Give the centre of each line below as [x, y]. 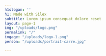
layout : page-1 [20, 23]
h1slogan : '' [18, 10]
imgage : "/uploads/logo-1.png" [37, 37]
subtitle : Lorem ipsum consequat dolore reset [53, 19]
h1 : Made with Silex [26, 14]
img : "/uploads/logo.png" [31, 28]
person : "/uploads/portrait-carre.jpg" [45, 42]
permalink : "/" [20, 32]
